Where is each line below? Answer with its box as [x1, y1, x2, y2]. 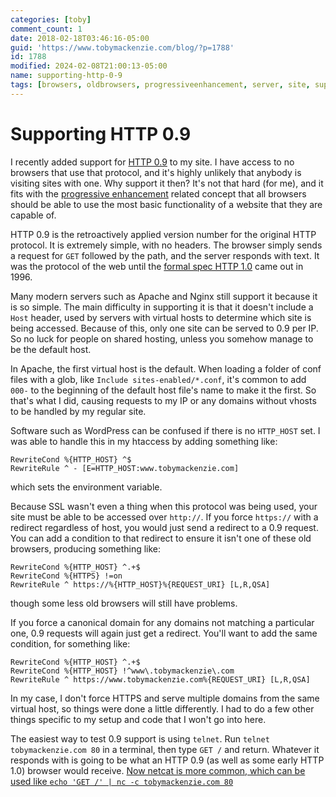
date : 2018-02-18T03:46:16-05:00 [10, 33, 150, 43]
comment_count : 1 [10, 24, 83, 34]
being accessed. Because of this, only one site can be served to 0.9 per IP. [10, 322, 319, 334]
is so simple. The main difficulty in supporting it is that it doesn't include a [10, 301, 314, 313]
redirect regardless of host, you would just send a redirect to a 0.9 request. [10, 521, 319, 533]
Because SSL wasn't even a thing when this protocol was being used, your [10, 500, 318, 512]
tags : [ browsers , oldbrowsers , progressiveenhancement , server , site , [10, 80, 311, 90]
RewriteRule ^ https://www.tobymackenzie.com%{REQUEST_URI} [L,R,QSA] [10, 674, 311, 685]
